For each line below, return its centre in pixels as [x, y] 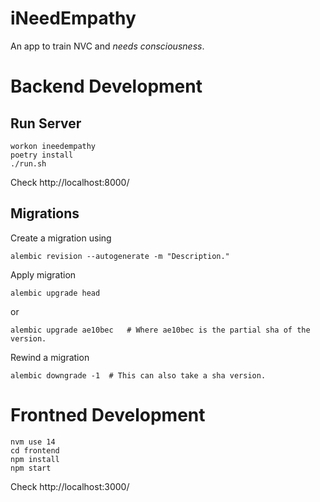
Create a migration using [61, 238]
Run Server [46, 123]
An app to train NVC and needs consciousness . [107, 46]
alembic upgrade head [55, 293]
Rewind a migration [50, 357]
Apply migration [43, 274]
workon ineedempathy [53, 146]
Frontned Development [108, 414]
